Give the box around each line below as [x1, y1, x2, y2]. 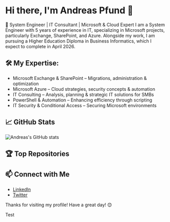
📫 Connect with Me [5, 170, 70, 179]
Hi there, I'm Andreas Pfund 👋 [5, 5, 134, 16]
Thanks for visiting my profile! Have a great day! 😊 [5, 201, 112, 208]
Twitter [12, 192, 28, 198]
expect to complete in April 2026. [5, 43, 76, 49]
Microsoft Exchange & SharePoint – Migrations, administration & [12, 75, 147, 81]
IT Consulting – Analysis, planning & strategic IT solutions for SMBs [12, 91, 154, 97]
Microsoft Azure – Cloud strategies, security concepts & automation [12, 86, 156, 92]
